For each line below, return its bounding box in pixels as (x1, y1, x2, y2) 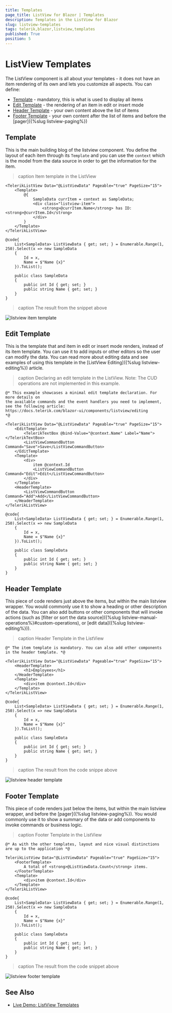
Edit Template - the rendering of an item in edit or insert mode (12, 101, 144, 108)
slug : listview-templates (5, 22, 61, 27)
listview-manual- (122, 614, 158, 620)
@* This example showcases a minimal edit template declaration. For (5, 390, 158, 396)
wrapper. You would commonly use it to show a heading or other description (5, 603, 167, 610)
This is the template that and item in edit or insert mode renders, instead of (5, 343, 163, 349)
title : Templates (5, 7, 43, 13)
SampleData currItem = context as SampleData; (32, 197, 135, 202)
